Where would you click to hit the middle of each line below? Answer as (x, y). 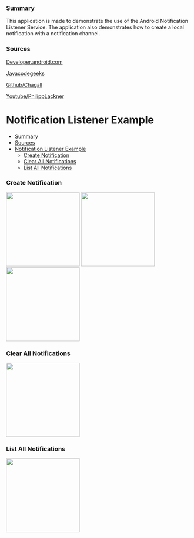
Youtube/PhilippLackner (35, 96)
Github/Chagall (24, 84)
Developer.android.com (34, 62)
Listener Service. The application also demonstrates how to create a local (95, 27)
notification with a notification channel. (53, 34)
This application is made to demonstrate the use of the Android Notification (97, 21)
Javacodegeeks (26, 73)
